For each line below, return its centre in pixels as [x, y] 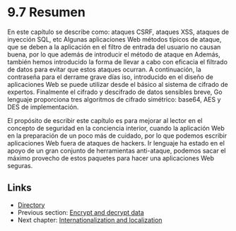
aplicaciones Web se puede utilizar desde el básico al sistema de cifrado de [118, 84]
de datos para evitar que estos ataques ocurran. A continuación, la [104, 69]
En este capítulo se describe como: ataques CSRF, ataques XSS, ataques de [118, 32]
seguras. [20, 165]
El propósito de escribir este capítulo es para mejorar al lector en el [105, 120]
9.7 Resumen [47, 12]
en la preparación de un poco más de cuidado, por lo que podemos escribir [117, 136]
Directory [31, 205]
